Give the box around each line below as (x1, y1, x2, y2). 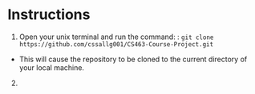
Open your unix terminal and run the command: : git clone (18, 32, 214, 41)
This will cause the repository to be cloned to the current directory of (18, 54, 248, 64)
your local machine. (18, 62, 85, 72)
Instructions (7, 6, 91, 24)
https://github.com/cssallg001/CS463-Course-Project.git (18, 40, 214, 49)
